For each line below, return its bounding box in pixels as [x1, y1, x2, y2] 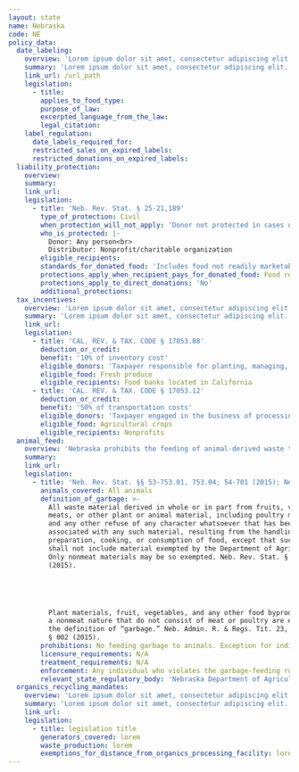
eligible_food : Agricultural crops [40, 419, 173, 428]
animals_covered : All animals [40, 486, 153, 495]
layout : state [8, 12, 62, 22]
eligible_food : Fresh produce [40, 369, 153, 379]
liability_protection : [16, 162, 101, 171]
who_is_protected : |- [40, 228, 121, 237]
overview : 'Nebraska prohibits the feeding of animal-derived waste [24, 444, 285, 453]
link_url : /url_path [24, 71, 101, 80]
